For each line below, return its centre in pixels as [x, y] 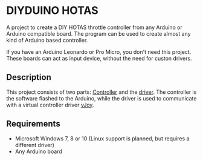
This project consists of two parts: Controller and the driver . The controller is [101, 92]
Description [29, 77]
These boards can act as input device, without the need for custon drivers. [99, 58]
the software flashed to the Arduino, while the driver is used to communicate [101, 98]
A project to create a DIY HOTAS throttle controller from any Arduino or [94, 27]
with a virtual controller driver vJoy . [50, 105]
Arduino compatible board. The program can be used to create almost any [99, 33]
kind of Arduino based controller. [47, 40]
